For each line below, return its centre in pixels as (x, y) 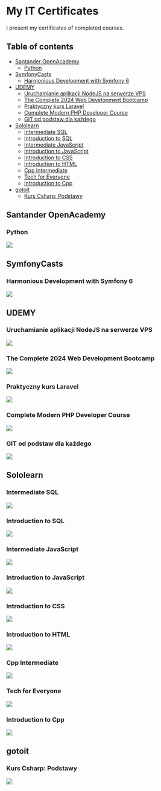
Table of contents (40, 47)
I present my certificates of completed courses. (65, 28)
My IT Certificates (52, 11)
